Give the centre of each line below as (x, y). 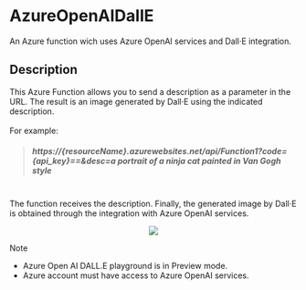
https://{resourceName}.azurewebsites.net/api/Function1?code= (159, 151)
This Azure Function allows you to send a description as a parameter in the (150, 91)
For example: (34, 130)
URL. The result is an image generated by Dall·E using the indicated (136, 101)
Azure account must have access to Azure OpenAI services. (136, 275)
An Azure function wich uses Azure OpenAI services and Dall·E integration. (151, 41)
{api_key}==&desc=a (74, 161)
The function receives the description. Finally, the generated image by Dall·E (153, 203)
